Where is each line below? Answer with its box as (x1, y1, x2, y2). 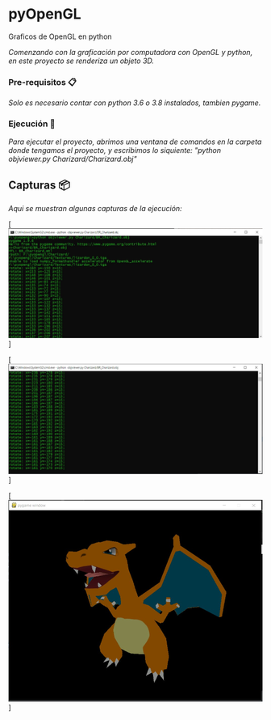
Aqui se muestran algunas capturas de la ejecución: (8, 204, 183, 214)
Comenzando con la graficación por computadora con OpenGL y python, (8, 47, 253, 57)
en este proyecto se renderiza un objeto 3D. (8, 56, 155, 66)
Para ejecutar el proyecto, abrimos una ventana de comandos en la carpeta (8, 137, 262, 146)
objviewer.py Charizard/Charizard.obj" (8, 154, 137, 163)
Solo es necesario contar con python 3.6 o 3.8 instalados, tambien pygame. (8, 98, 261, 108)
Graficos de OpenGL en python (8, 32, 112, 41)
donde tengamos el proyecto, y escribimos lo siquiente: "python (8, 145, 222, 155)
